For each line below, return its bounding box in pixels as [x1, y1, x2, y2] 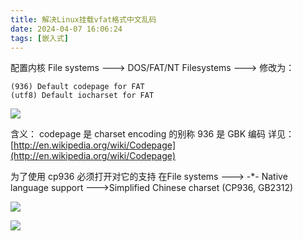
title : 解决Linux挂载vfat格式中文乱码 [10, 14, 157, 25]
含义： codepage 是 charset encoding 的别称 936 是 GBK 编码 [10, 128, 267, 140]
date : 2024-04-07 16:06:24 [10, 24, 123, 34]
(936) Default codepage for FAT [10, 82, 145, 92]
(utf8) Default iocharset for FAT [10, 91, 155, 101]
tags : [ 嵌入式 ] [10, 33, 70, 43]
